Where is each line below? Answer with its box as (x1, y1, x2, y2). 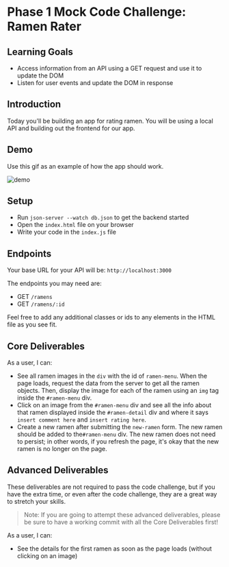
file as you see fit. (7, 320, 57, 329)
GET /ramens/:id (16, 300, 65, 309)
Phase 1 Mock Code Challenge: (7, 4, 187, 20)
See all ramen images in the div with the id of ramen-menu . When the (16, 372, 208, 381)
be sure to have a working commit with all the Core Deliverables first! (23, 518, 219, 526)
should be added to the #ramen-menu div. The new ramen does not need (16, 430, 216, 439)
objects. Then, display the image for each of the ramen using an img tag (16, 387, 219, 395)
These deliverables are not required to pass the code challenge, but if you (7, 483, 215, 491)
